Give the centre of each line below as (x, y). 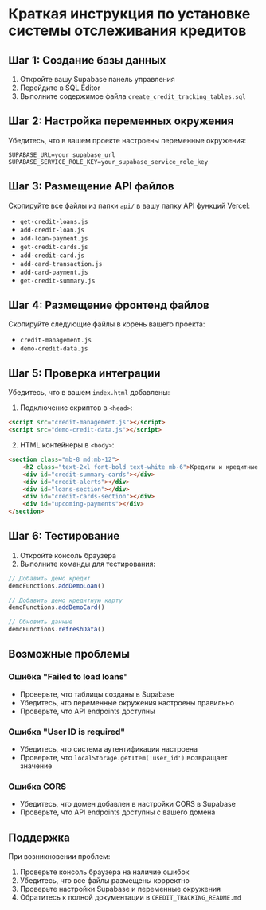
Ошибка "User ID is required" (67, 732)
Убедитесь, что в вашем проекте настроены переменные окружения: (127, 140)
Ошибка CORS (37, 787)
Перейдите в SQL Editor (60, 88)
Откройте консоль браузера (68, 555)
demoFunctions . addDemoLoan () (57, 586)
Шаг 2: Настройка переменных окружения (121, 121)
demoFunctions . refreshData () (57, 630)
